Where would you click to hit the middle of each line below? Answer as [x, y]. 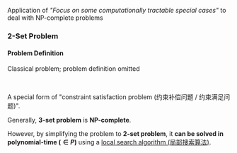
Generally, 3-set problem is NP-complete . [69, 120]
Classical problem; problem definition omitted [74, 69]
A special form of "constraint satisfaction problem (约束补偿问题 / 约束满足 [116, 97]
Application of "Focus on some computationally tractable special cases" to [117, 10]
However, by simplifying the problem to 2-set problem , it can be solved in [116, 134]
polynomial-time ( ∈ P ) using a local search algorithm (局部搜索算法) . [109, 142]
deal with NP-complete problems [56, 18]
